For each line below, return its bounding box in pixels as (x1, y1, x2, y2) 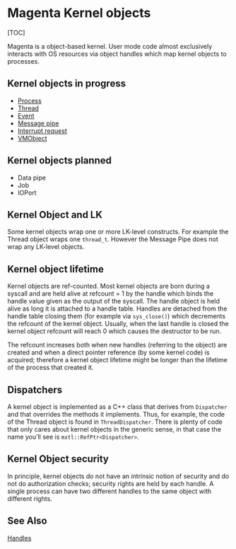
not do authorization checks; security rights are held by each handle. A (7, 479, 214, 487)
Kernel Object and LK (7, 209, 102, 221)
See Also (7, 515, 47, 527)
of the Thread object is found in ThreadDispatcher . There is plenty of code (7, 417, 223, 426)
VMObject (17, 134, 47, 142)
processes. (7, 57, 40, 65)
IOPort (17, 188, 37, 197)
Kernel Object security (7, 453, 110, 465)
